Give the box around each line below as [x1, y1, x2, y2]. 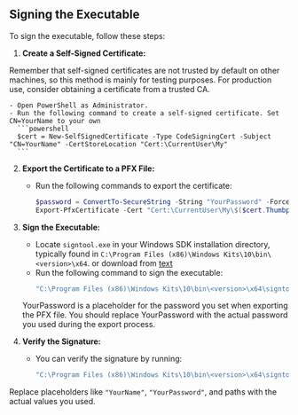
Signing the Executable [9, 7, 140, 22]
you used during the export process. [21, 319, 156, 330]
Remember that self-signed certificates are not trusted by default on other [9, 65, 280, 75]
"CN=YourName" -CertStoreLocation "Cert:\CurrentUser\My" [9, 139, 228, 149]
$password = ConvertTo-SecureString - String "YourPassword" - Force [35, 197, 290, 207]
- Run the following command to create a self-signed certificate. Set [9, 108, 279, 118]
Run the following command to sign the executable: [35, 267, 223, 278]
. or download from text [87, 257, 173, 269]
